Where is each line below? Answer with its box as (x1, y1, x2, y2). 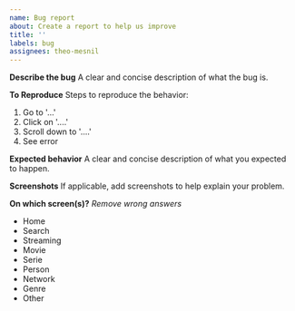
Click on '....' (22, 117, 69, 128)
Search (22, 226, 50, 237)
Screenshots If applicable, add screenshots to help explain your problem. (9, 180, 285, 191)
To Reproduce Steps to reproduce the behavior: (9, 90, 189, 101)
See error (22, 136, 59, 147)
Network (22, 274, 56, 285)
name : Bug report (9, 13, 75, 23)
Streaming (22, 235, 62, 246)
